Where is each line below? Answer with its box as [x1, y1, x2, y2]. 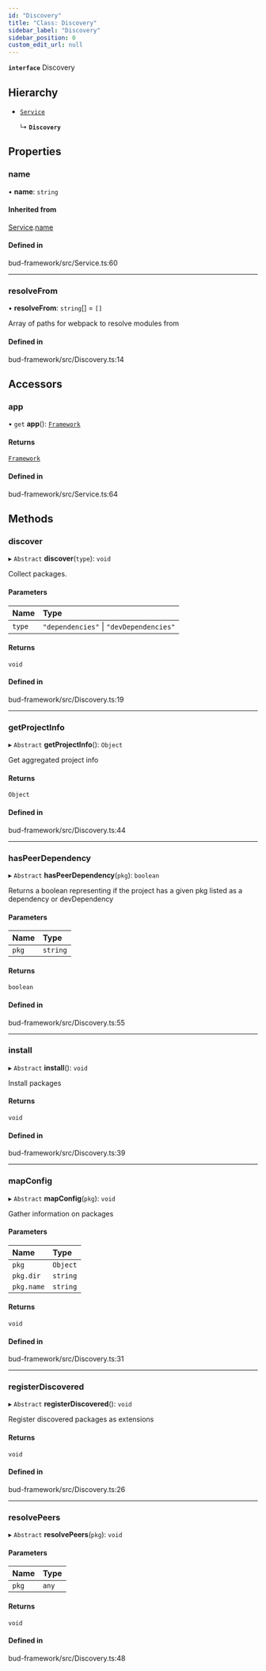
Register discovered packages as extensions [8, 1414, 154, 1424]
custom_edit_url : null [8, 41, 83, 49]
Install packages [8, 1078, 62, 1087]
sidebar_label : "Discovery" [8, 26, 101, 34]
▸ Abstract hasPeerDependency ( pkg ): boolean [8, 870, 160, 880]
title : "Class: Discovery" [8, 19, 97, 27]
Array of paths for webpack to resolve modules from [8, 318, 180, 329]
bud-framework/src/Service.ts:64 [8, 489, 119, 499]
